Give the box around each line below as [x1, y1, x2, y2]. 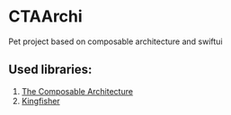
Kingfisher [21, 95, 60, 106]
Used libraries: [8, 62, 93, 77]
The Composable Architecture [21, 85, 134, 96]
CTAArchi [8, 6, 83, 27]
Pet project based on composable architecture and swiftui [8, 36, 223, 47]
